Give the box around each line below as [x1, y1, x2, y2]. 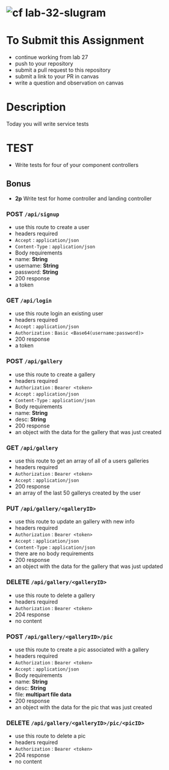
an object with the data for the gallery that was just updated [14, 563, 164, 570]
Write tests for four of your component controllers [14, 162, 139, 168]
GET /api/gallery [6, 443, 58, 452]
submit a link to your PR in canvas [14, 73, 99, 80]
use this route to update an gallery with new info [14, 518, 135, 525]
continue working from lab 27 [14, 54, 88, 61]
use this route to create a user [14, 224, 90, 231]
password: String [14, 268, 58, 276]
